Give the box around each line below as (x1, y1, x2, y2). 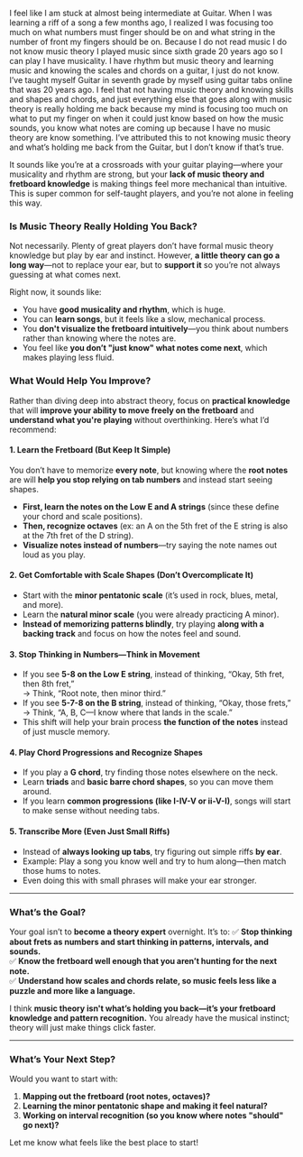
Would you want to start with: (9, 1073, 119, 1085)
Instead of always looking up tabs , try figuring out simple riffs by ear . (22, 846, 282, 857)
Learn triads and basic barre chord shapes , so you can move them (22, 776, 274, 787)
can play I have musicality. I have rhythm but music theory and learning (9, 56, 274, 66)
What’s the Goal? (9, 905, 87, 918)
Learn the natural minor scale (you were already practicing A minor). (22, 609, 280, 620)
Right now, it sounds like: (9, 287, 102, 298)
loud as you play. (22, 549, 86, 560)
